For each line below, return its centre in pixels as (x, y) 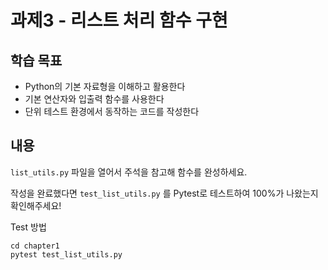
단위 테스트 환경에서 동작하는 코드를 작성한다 (112, 111)
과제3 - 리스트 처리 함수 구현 (119, 20)
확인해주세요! (36, 205)
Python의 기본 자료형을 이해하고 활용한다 (105, 86)
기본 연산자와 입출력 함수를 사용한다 (94, 99)
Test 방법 (28, 227)
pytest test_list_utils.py (66, 254)
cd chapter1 (35, 246)
